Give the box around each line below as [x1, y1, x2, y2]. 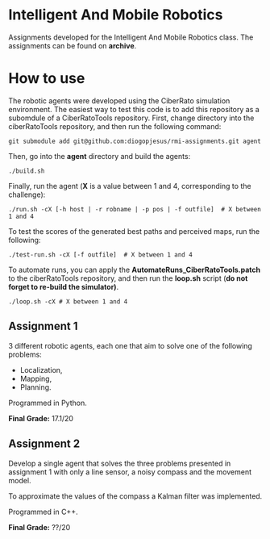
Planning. [19, 382, 52, 392]
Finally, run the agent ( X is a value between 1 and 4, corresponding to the [8, 181, 251, 190]
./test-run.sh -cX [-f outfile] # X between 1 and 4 [8, 250, 193, 259]
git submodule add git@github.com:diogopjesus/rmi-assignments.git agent [8, 137, 262, 145]
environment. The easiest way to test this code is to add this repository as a [8, 104, 260, 114]
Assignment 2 [8, 437, 81, 451]
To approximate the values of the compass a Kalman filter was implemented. [8, 491, 263, 501]
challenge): [8, 190, 46, 199]
